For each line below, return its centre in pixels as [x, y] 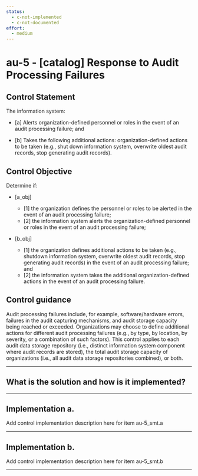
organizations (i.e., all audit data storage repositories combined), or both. [95, 358]
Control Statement [41, 97]
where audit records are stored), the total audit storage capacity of [87, 352]
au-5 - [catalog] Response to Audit [93, 63]
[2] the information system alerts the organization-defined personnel [107, 221]
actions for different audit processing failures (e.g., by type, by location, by [97, 333]
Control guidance [39, 300]
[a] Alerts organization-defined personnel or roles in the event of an [97, 123]
